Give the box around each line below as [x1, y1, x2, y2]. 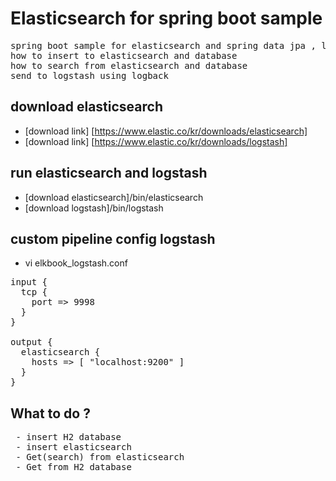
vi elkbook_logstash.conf [24, 257, 128, 269]
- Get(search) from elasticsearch [15, 452, 185, 463]
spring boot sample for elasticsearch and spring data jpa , [10, 40, 317, 51]
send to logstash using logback [10, 70, 169, 81]
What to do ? [10, 405, 91, 422]
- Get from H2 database [15, 462, 132, 473]
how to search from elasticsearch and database [10, 60, 248, 71]
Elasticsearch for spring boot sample [10, 7, 323, 30]
